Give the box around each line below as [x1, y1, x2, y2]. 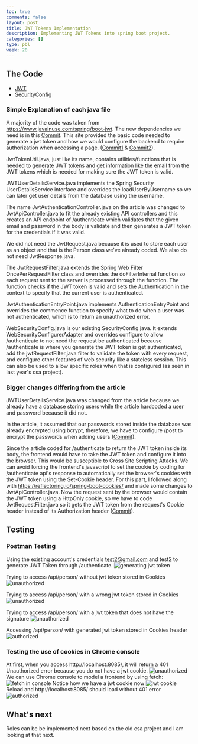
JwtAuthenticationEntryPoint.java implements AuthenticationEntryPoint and [6, 301, 190, 308]
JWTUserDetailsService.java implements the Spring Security [6, 180, 154, 187]
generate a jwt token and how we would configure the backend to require [6, 138, 185, 145]
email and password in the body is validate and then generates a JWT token [6, 222, 191, 229]
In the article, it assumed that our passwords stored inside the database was [6, 420, 192, 428]
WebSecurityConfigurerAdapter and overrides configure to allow [6, 331, 164, 338]
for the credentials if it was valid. [6, 229, 86, 236]
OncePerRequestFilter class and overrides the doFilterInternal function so [6, 270, 186, 278]
